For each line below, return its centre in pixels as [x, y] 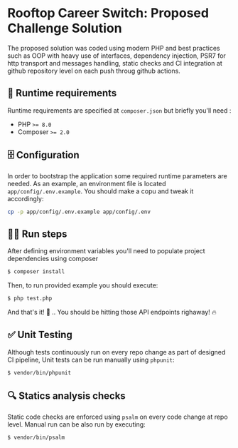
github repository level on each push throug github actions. [94, 71]
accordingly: [26, 198]
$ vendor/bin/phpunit [39, 372]
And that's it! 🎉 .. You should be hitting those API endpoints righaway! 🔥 [112, 312]
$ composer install [36, 272]
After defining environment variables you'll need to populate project [106, 251]
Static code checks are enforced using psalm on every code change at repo [118, 417]
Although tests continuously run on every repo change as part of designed [117, 352]
